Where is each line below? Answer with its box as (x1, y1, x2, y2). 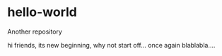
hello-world (7, 4, 78, 20)
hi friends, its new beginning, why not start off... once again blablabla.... (7, 41, 216, 49)
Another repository (7, 27, 62, 36)
